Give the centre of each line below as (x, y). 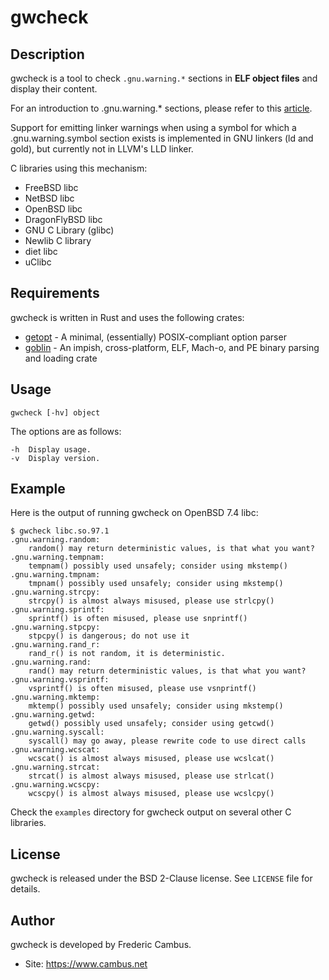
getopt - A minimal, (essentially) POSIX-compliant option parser (155, 337)
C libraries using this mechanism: (79, 168)
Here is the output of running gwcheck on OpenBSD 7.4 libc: (134, 513)
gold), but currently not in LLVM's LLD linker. (102, 149)
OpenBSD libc (53, 209)
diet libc (41, 251)
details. (25, 889)
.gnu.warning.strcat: (55, 767)
